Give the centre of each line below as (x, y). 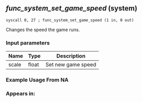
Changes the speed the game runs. (43, 30)
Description (71, 56)
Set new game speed (71, 65)
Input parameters (28, 43)
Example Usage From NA (37, 80)
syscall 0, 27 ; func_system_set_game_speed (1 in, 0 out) (70, 20)
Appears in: (21, 93)
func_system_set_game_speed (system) (72, 8)
